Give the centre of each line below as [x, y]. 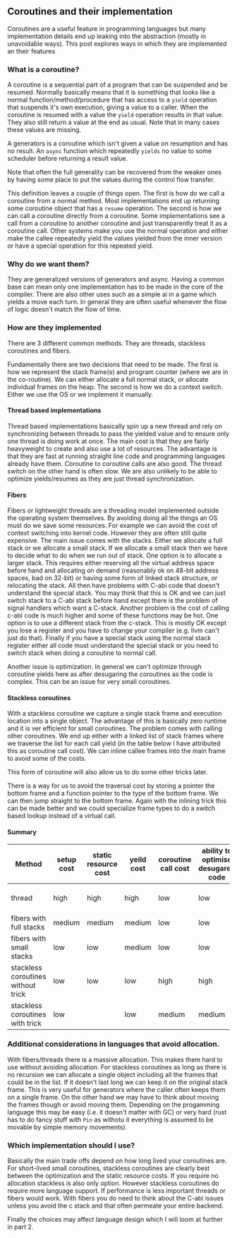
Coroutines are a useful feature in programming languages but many [107, 28]
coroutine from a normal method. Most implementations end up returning [114, 201]
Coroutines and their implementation [90, 12]
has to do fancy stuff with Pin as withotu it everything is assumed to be [110, 1119]
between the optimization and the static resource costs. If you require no [113, 1176]
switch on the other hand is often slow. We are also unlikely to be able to [112, 471]
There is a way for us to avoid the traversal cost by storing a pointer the [111, 786]
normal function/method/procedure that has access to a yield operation [112, 100]
